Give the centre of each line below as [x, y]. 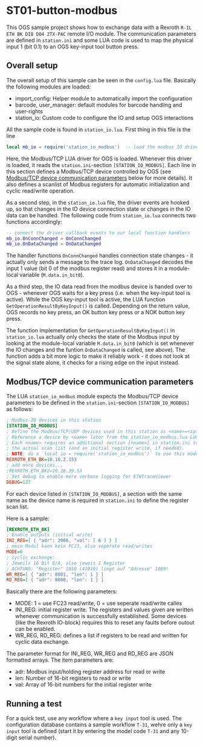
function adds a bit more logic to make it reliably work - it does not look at [98, 356]
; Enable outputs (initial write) [50, 535]
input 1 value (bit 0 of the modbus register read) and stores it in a [87, 268]
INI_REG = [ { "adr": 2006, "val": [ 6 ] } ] [62, 541]
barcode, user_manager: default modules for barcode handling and [98, 105]
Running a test [34, 704]
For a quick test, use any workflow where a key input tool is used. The [94, 719]
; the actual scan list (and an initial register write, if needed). [96, 449]
